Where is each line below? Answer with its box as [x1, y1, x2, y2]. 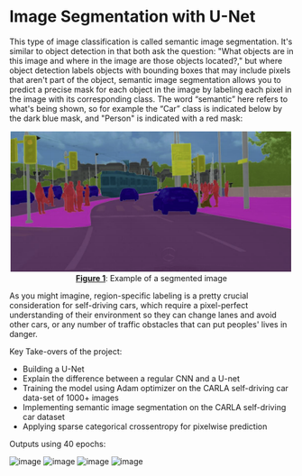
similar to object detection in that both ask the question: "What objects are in [9, 45, 294, 56]
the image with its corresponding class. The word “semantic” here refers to [9, 93, 288, 105]
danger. [9, 328, 38, 339]
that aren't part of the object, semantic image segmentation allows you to [9, 74, 281, 85]
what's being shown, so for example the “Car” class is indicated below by [9, 103, 282, 114]
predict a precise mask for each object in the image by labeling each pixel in [9, 84, 292, 95]
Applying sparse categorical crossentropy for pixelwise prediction [22, 421, 268, 432]
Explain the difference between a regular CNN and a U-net [22, 372, 241, 384]
